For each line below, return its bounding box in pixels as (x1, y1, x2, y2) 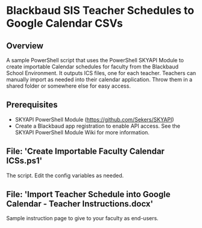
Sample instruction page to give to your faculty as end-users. (6, 215, 159, 222)
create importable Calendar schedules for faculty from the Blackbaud (6, 63, 179, 70)
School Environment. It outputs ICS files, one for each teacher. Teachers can (6, 70, 197, 76)
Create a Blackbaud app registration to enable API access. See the (14, 122, 181, 129)
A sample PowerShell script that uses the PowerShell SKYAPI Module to (6, 57, 184, 64)
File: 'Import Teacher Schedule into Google (6, 189, 171, 200)
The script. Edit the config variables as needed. (6, 172, 124, 179)
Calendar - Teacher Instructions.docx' (6, 199, 154, 209)
